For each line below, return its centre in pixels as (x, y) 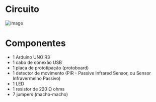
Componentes (36, 43)
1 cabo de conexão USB (37, 62)
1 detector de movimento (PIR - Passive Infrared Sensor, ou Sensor (82, 73)
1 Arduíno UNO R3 (31, 57)
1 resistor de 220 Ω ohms (38, 89)
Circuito (22, 9)
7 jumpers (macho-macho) (40, 94)
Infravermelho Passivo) (36, 78)
